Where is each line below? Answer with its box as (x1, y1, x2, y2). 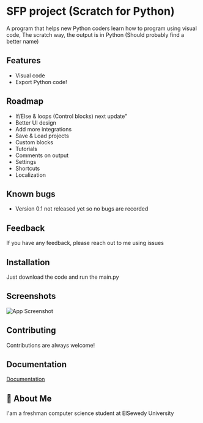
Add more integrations (15, 125, 72, 133)
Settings (15, 158, 37, 165)
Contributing (6, 325, 56, 336)
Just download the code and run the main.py (6, 273, 119, 281)
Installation (6, 257, 50, 268)
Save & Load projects (15, 132, 69, 139)
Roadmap (6, 96, 44, 107)
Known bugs (6, 188, 56, 199)
